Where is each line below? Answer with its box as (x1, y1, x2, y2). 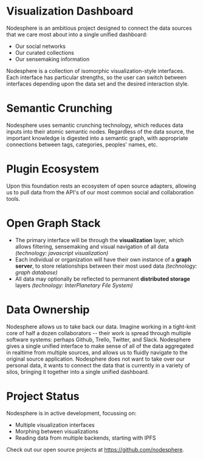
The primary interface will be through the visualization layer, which (15, 236, 184, 243)
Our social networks (15, 42, 66, 50)
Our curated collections (15, 49, 74, 56)
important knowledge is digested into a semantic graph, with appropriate (6, 134, 188, 141)
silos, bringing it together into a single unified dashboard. (6, 368, 150, 375)
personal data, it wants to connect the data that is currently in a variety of (6, 361, 190, 369)
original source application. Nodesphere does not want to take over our (6, 355, 185, 362)
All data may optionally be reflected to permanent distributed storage (15, 275, 190, 282)
